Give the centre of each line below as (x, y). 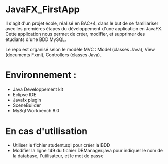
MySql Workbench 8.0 (36, 110)
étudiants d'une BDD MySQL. (36, 39)
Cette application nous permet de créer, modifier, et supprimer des (75, 34)
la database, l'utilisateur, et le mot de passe (58, 156)
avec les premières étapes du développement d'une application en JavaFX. (84, 28)
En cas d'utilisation (46, 131)
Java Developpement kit (38, 89)
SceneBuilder (27, 105)
